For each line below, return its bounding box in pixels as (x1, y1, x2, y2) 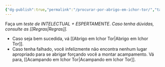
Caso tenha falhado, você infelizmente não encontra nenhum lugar (12, 46, 147, 52)
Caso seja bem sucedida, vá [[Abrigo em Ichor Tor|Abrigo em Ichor (12, 35, 148, 41)
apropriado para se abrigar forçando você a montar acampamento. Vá (12, 51, 154, 57)
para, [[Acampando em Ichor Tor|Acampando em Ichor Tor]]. (12, 56, 136, 62)
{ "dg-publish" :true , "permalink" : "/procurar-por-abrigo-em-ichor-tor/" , (5, 7, 155, 12)
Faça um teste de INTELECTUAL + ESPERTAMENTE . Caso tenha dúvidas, (5, 21, 154, 27)
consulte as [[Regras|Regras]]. (5, 26, 68, 32)
